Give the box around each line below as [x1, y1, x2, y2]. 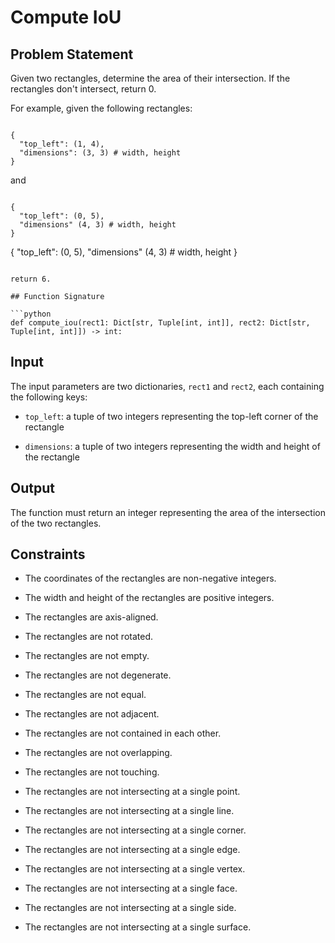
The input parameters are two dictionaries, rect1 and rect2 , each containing [10, 380, 325, 392]
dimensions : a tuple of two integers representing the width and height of [24, 440, 321, 452]
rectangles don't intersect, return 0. [10, 83, 157, 95]
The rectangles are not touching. [24, 766, 160, 778]
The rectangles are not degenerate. [24, 669, 172, 681]
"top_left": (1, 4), [19, 139, 105, 149]
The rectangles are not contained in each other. [24, 727, 222, 740]
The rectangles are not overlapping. [24, 747, 173, 759]
